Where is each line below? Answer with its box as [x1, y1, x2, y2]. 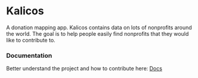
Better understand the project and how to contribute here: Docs [6, 65, 163, 72]
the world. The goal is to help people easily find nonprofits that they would [6, 30, 189, 37]
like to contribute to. [6, 36, 55, 43]
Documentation [6, 51, 52, 60]
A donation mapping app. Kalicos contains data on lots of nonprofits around [6, 24, 192, 31]
